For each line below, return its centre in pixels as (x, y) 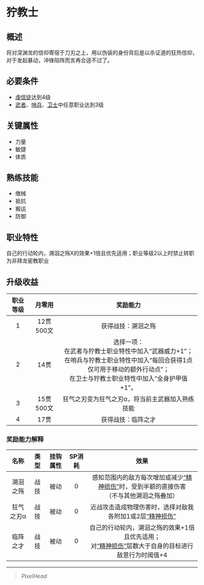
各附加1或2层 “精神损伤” (142, 516)
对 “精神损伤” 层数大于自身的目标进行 (142, 546)
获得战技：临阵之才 (128, 419)
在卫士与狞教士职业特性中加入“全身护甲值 (129, 379)
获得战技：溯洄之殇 (128, 326)
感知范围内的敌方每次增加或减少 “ (139, 477)
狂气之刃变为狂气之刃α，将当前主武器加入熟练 (129, 399)
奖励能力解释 (25, 439)
